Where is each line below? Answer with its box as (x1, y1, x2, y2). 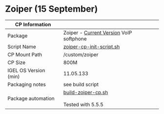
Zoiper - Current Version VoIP (63, 29, 132, 36)
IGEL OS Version (7, 67, 45, 74)
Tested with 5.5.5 (63, 101, 103, 108)
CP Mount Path (7, 51, 42, 58)
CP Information (15, 21, 51, 28)
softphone (63, 35, 87, 42)
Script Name (7, 43, 37, 50)
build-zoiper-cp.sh (63, 89, 108, 95)
